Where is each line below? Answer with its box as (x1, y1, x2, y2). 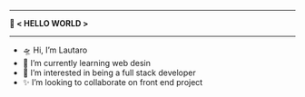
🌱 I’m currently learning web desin (22, 58, 152, 68)
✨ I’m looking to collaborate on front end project (22, 77, 203, 87)
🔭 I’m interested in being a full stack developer (22, 67, 197, 78)
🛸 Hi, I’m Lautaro (22, 44, 88, 55)
